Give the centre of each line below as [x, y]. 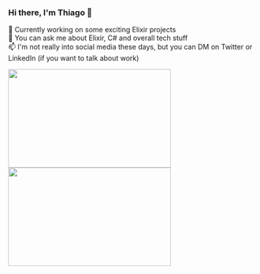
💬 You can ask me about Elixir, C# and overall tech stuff [98, 38]
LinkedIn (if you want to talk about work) [74, 58]
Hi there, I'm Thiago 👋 [50, 13]
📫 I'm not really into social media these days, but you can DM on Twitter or [130, 47]
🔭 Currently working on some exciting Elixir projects [92, 30]
